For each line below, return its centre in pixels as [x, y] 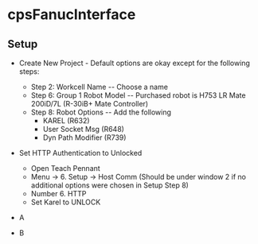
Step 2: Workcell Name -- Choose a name [100, 87]
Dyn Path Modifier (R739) [84, 137]
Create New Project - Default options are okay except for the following [134, 63]
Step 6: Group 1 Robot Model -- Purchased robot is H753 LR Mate [138, 95]
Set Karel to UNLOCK [66, 202]
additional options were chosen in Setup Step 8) [109, 185]
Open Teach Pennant [65, 168]
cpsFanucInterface [72, 15]
